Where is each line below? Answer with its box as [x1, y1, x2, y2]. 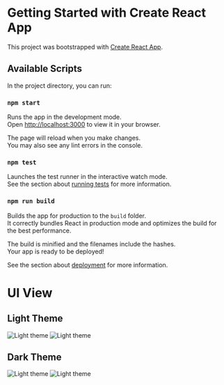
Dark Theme [7, 352, 62, 363]
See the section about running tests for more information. [7, 180, 172, 189]
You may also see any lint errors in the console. [7, 141, 143, 150]
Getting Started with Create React [7, 5, 207, 21]
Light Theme [7, 313, 63, 324]
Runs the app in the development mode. [7, 113, 122, 121]
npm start [7, 99, 40, 107]
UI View [7, 285, 53, 301]
